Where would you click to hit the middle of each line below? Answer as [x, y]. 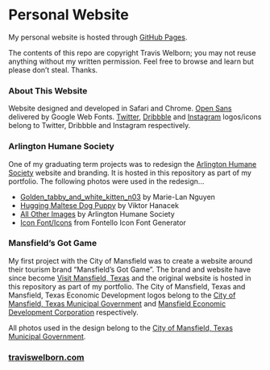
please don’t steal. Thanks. [53, 69]
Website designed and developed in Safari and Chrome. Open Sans [120, 108]
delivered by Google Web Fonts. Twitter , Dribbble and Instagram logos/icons [135, 117]
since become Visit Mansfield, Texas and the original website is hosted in [130, 278]
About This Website [48, 90]
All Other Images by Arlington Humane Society [97, 214]
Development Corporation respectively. [73, 312]
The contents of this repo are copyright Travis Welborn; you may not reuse [132, 52]
